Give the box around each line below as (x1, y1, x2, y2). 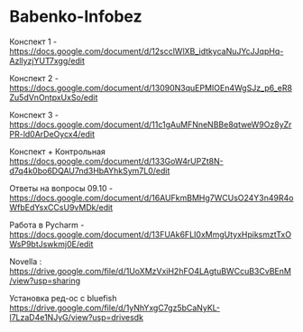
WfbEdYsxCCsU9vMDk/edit (9, 201, 114, 213)
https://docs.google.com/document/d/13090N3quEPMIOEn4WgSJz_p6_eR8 (9, 82, 293, 93)
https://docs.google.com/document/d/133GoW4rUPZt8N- (9, 155, 224, 166)
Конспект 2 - (9, 72, 59, 83)
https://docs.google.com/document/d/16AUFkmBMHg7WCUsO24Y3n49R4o (9, 192, 294, 203)
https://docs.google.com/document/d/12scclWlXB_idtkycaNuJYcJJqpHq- (9, 45, 284, 56)
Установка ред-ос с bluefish (9, 292, 117, 303)
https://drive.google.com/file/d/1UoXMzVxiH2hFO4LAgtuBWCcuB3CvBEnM (9, 265, 291, 276)
